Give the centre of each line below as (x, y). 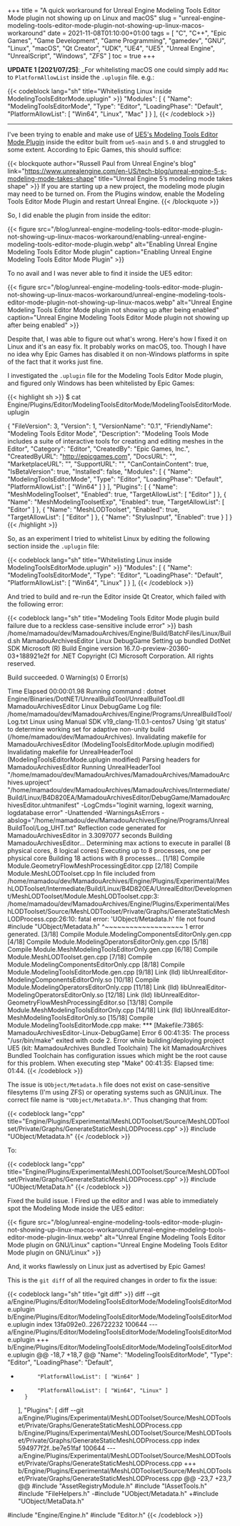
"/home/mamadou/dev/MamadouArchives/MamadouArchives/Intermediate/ (119, 790)
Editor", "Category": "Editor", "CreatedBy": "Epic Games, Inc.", (99, 449)
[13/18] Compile (150, 1002)
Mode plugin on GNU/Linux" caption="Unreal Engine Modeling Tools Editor (117, 1245)
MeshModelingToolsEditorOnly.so (57, 1018)
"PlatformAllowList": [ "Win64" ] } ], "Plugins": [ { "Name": (92, 487)
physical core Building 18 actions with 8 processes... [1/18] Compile (106, 858)
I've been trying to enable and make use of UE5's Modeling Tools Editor (113, 134)
